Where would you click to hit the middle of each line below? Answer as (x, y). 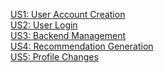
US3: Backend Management (68, 35)
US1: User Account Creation (68, 14)
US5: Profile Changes (54, 57)
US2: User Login (44, 25)
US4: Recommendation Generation (82, 46)
